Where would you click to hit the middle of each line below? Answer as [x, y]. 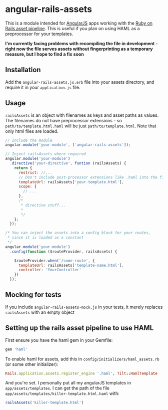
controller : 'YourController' [50, 270]
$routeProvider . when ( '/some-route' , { [54, 261]
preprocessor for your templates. [39, 34]
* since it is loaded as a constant [45, 238]
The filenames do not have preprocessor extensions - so [64, 120]
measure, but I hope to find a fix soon [44, 54]
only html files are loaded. [32, 131]
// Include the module [29, 140]
